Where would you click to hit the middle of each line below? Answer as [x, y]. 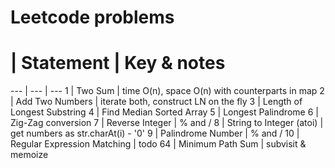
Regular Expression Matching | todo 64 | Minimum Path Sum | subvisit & [158, 144]
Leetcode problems [92, 17]
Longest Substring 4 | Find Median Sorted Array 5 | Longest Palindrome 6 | [164, 112]
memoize [29, 155]
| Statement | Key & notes [118, 63]
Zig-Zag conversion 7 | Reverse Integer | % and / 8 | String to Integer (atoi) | [167, 123]
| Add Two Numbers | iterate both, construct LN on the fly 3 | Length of [156, 102]
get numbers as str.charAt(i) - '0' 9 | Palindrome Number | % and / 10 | [155, 133]
